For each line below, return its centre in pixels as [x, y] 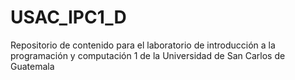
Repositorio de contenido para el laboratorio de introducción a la [143, 45]
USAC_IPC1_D [68, 17]
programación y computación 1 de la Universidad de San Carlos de [148, 55]
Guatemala [32, 66]
